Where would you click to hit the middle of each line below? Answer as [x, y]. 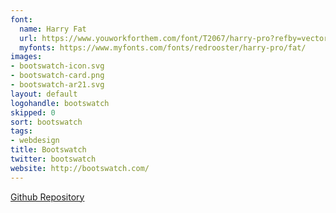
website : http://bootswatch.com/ [80, 168]
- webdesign [35, 141]
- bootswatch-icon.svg [57, 66]
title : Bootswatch [48, 150]
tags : [21, 131]
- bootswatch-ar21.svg [57, 85]
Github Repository [47, 197]
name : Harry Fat [53, 29]
